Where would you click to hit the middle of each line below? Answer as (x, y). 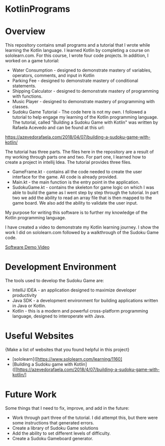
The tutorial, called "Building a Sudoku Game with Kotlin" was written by (85, 122)
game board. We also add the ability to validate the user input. (75, 203)
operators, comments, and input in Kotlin (53, 76)
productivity (24, 295)
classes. (21, 107)
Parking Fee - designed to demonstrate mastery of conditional (75, 81)
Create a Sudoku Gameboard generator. (53, 438)
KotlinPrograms (38, 9)
